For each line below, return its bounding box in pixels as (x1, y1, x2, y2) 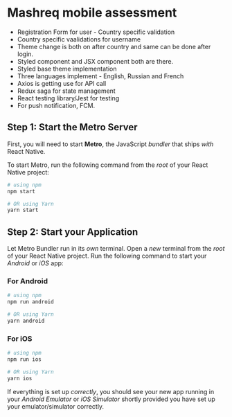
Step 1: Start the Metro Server (7, 121, 138, 133)
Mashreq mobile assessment (7, 5, 177, 21)
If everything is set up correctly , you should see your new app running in (7, 387, 215, 396)
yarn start (7, 206, 39, 214)
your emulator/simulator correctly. (7, 402, 105, 410)
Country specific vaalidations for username (17, 35, 141, 43)
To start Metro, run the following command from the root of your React (7, 161, 208, 169)
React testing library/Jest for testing (17, 94, 120, 102)
